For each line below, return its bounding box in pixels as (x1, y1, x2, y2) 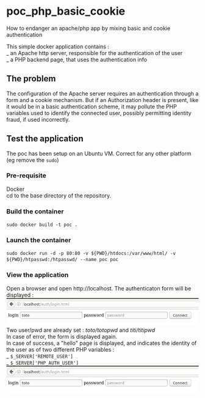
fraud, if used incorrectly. (6, 116, 70, 123)
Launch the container (6, 236, 71, 245)
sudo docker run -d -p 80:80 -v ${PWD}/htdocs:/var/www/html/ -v (6, 251, 176, 257)
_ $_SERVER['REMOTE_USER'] (6, 352, 73, 359)
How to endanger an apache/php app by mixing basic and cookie (6, 24, 171, 32)
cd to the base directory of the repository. (6, 191, 112, 199)
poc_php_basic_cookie (6, 4, 126, 18)
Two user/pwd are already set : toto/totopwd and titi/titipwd (6, 326, 156, 334)
